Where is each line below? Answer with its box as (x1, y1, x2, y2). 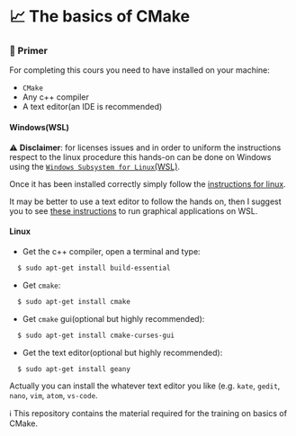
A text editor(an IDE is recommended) (22, 102, 163, 112)
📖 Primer (9, 45, 48, 58)
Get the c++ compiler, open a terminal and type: (22, 245, 201, 256)
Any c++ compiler (22, 92, 90, 102)
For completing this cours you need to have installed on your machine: (9, 65, 270, 76)
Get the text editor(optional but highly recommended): (22, 347, 223, 358)
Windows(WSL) (9, 122, 70, 133)
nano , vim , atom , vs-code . (9, 390, 98, 401)
